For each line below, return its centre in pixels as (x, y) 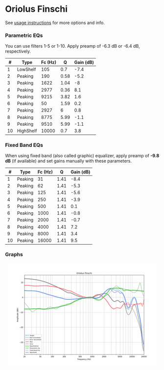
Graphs (14, 255)
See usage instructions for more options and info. (55, 23)
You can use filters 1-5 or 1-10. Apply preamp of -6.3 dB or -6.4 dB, (73, 46)
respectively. (18, 51)
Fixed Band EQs (24, 145)
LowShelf (26, 69)
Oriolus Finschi (36, 9)
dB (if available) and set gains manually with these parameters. (69, 161)
